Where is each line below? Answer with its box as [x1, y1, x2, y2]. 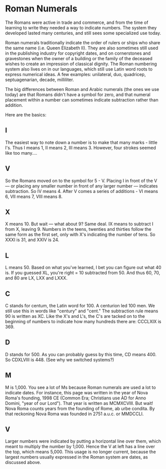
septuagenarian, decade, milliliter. [5, 77, 74, 83]
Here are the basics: [5, 111, 47, 117]
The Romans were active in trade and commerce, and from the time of [5, 19, 149, 25]
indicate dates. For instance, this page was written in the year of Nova [5, 389, 148, 395]
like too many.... [5, 150, 37, 156]
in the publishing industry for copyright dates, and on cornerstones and [5, 50, 151, 56]
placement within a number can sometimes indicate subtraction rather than [5, 96, 159, 102]
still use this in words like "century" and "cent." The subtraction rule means [5, 308, 159, 314]
